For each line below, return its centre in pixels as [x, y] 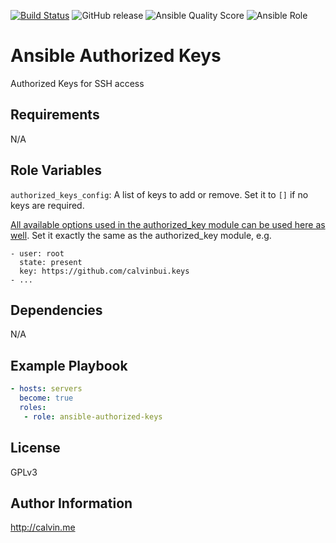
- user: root [37, 253]
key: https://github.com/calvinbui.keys [104, 271]
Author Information [71, 503]
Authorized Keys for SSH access [77, 83]
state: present [51, 262]
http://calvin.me [43, 527]
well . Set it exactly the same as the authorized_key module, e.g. [141, 235]
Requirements [55, 115]
